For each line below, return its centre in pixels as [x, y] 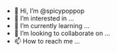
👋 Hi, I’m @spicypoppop [49, 11]
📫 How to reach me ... [47, 41]
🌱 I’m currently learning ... [52, 26]
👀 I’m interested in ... [44, 18]
